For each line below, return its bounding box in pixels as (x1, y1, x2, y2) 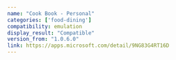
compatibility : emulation (7, 23, 82, 30)
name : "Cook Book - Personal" (7, 10, 95, 17)
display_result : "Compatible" (7, 29, 95, 37)
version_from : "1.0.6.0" (7, 36, 79, 43)
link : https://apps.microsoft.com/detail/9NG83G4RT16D (7, 42, 170, 49)
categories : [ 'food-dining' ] (7, 17, 92, 23)
